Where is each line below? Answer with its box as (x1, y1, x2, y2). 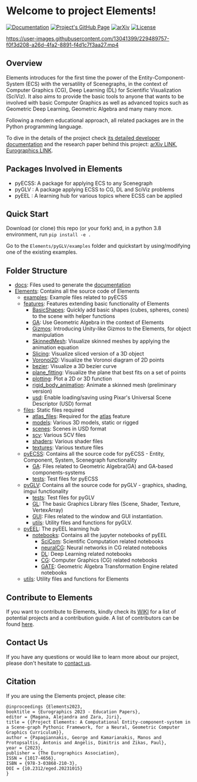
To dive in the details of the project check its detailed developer (6, 134, 161, 141)
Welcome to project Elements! (6, 4, 156, 18)
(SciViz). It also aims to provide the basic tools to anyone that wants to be (6, 92, 184, 100)
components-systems (32, 469, 85, 476)
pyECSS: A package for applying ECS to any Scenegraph (14, 180, 153, 187)
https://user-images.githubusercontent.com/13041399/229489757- (6, 35, 169, 42)
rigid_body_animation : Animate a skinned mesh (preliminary (32, 382, 176, 389)
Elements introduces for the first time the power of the (6, 74, 138, 81)
